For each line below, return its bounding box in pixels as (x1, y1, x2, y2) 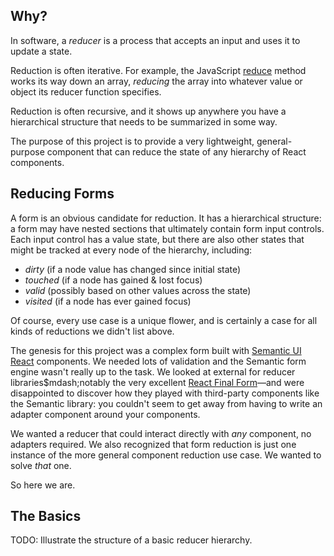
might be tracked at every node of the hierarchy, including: (10, 244, 253, 256)
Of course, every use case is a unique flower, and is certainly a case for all (10, 314, 318, 326)
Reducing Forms (10, 185, 115, 203)
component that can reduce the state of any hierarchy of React (46, 145, 307, 158)
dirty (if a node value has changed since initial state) (24, 263, 242, 275)
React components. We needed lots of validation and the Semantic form (10, 355, 307, 367)
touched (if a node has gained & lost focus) (24, 274, 203, 286)
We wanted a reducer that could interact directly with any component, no (10, 427, 312, 439)
